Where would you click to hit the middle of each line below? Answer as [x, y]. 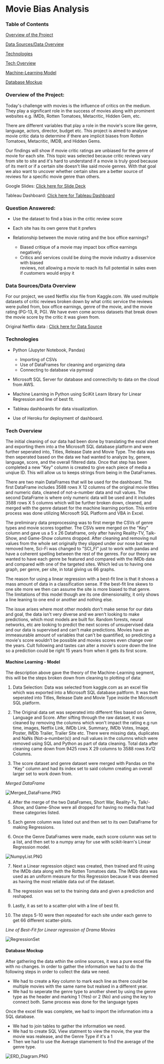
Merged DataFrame [25, 783]
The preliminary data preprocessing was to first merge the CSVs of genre [79, 522]
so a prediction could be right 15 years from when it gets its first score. [77, 651]
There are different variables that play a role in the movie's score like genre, [82, 125]
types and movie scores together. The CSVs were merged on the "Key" [77, 528]
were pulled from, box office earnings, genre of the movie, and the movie [79, 307]
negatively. [31, 252]
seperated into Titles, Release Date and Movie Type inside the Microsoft [85, 698]
